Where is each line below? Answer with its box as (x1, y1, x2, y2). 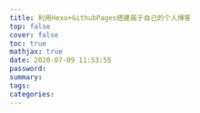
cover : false (9, 30, 59, 39)
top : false (9, 22, 51, 31)
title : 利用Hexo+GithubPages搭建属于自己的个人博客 (9, 13, 192, 23)
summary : (9, 73, 43, 82)
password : (9, 65, 47, 74)
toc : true (9, 38, 47, 48)
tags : (9, 81, 30, 90)
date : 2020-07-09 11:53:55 (9, 56, 112, 65)
